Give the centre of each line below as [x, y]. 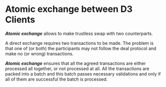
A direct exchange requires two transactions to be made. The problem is [79, 43]
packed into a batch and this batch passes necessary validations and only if [83, 74]
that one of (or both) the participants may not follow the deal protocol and [81, 48]
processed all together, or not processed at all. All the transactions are [77, 69]
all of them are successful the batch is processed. [57, 79]
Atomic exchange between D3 [69, 9]
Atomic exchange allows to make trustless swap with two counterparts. [79, 33]
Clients [20, 20]
